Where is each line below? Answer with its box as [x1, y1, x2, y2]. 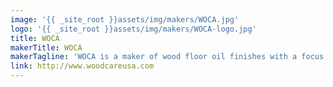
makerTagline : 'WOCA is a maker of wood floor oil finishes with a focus [10, 52, 325, 62]
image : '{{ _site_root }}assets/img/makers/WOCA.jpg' [10, 14, 240, 25]
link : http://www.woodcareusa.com [10, 61, 155, 71]
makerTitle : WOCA [10, 42, 83, 53]
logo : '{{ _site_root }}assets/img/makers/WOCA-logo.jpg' [10, 24, 257, 34]
